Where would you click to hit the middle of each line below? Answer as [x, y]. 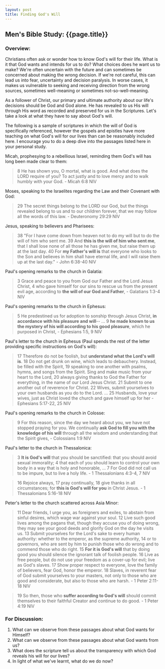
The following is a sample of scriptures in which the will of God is [71, 126]
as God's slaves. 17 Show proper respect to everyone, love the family [87, 565]
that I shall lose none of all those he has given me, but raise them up [86, 246]
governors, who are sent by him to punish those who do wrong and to [88, 544]
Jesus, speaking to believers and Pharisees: [50, 226]
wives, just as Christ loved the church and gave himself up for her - [85, 398]
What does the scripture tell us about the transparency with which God [84, 651]
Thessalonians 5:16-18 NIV [44, 493]
